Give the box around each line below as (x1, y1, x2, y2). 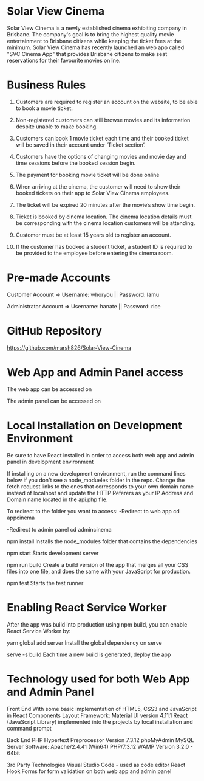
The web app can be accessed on (7, 385, 92, 393)
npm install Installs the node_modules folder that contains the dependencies (7, 537, 198, 545)
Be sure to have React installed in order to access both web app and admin (7, 451, 195, 459)
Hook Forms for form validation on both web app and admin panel (7, 768, 172, 775)
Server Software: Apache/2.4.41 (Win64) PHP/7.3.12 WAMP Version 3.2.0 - (7, 743, 193, 750)
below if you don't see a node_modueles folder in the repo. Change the (7, 476, 185, 484)
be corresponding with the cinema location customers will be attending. (15, 219, 195, 226)
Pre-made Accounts (7, 271, 111, 285)
